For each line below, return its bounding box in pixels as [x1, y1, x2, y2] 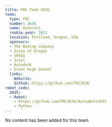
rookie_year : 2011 [9, 30, 48, 35]
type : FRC [9, 16, 30, 21]
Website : [14, 76, 32, 81]
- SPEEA [9, 53, 26, 58]
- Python [14, 104, 32, 109]
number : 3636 [9, 21, 37, 26]
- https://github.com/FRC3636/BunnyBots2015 [14, 99, 107, 104]
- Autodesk [9, 62, 32, 67]
